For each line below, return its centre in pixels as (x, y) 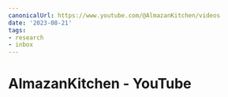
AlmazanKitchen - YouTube (100, 84)
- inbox (21, 45)
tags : (17, 30)
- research (26, 37)
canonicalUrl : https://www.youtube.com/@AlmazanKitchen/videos (114, 15)
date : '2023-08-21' (40, 23)
